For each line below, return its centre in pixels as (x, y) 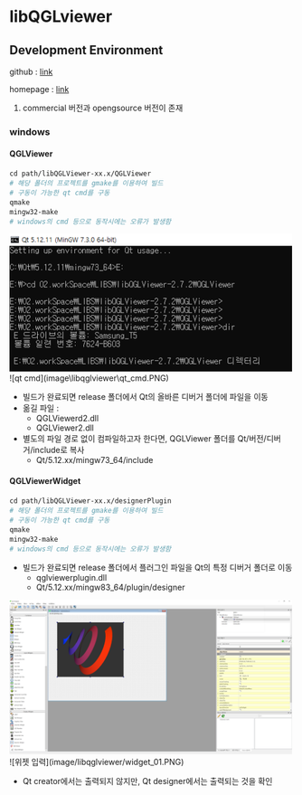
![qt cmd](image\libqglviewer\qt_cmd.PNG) (89, 378)
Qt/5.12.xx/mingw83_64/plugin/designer (110, 587)
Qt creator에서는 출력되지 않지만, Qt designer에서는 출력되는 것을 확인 (147, 781)
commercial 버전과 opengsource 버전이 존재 (103, 108)
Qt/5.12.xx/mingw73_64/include (94, 460)
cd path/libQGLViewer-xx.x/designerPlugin (90, 501)
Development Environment (86, 50)
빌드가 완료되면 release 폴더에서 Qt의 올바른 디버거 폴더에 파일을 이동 (145, 397)
